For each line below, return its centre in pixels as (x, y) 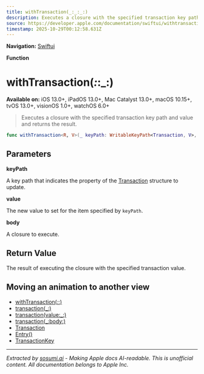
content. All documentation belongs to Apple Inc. (67, 364)
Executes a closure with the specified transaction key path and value (107, 118)
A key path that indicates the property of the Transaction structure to (92, 181)
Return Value (31, 253)
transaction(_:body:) (40, 321)
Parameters (29, 154)
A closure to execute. (33, 234)
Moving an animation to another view (78, 287)
